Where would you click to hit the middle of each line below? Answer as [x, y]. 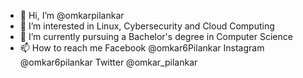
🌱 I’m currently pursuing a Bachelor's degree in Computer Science [156, 36]
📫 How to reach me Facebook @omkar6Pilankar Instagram [142, 48]
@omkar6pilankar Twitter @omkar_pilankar [108, 62]
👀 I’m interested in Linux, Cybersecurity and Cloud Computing [147, 26]
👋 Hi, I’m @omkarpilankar [72, 15]
